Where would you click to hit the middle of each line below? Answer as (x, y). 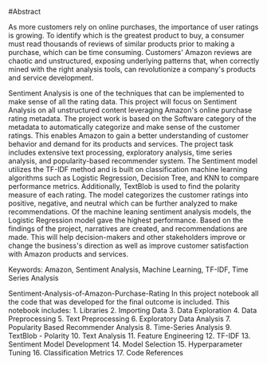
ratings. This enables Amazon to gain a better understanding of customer (128, 135)
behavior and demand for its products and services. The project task (121, 144)
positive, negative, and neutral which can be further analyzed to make (123, 203)
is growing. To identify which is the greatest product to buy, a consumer (126, 35)
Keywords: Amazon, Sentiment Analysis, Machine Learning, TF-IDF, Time (128, 269)
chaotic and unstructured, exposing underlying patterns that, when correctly (134, 61)
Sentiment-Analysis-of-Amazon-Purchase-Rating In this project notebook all (133, 293)
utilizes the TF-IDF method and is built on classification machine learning (128, 169)
